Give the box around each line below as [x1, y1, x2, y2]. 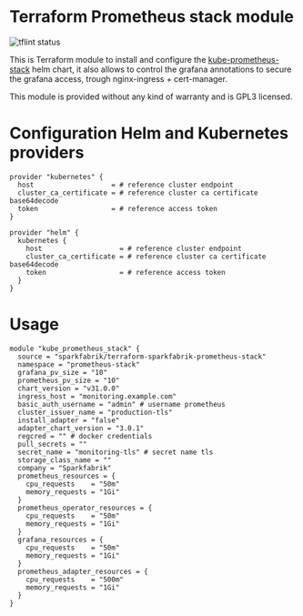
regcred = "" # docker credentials [17, 431, 153, 440]
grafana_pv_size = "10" [17, 368, 107, 377]
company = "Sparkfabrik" [17, 463, 112, 472]
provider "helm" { [9, 227, 79, 237]
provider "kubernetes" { [9, 172, 104, 181]
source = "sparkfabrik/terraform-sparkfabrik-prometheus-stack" [17, 352, 267, 361]
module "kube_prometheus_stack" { [9, 344, 141, 353]
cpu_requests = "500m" [25, 575, 125, 584]
